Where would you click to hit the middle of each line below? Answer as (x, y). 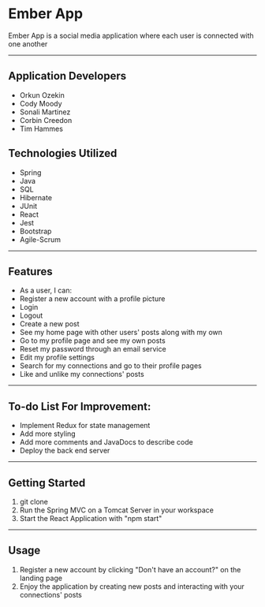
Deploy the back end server (65, 451)
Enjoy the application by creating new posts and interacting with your (132, 586)
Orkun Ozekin (42, 95)
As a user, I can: (46, 290)
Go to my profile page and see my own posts (92, 341)
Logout (31, 315)
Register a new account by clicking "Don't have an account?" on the (130, 569)
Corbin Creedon (46, 120)
